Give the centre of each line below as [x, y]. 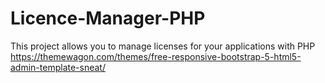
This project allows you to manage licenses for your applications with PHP [163, 46]
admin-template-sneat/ [58, 67]
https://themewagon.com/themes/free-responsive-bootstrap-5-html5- [156, 56]
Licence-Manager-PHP [108, 18]
